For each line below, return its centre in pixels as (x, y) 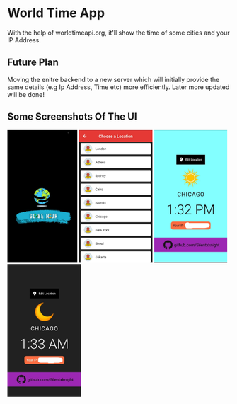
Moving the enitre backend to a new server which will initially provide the (114, 79)
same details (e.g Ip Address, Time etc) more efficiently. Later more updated (118, 87)
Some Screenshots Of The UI (72, 117)
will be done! (26, 94)
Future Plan (33, 63)
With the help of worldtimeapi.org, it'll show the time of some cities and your (118, 33)
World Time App (56, 13)
